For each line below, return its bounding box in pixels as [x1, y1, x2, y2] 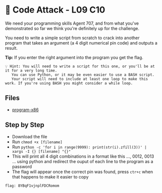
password [12, 163, 32, 169]
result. [5, 45, 18, 51]
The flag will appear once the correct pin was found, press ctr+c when [12, 169, 153, 175]
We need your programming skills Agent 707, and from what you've [5, 20, 139, 26]
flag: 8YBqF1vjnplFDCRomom [5, 183, 59, 188]
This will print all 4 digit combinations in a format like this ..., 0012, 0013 [12, 153, 154, 159]
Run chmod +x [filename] [12, 139, 63, 145]
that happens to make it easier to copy [12, 174, 89, 179]
